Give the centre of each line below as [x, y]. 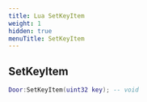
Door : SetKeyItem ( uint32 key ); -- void [73, 90]
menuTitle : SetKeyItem [46, 38]
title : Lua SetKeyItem [46, 16]
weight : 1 [25, 23]
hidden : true [30, 31]
